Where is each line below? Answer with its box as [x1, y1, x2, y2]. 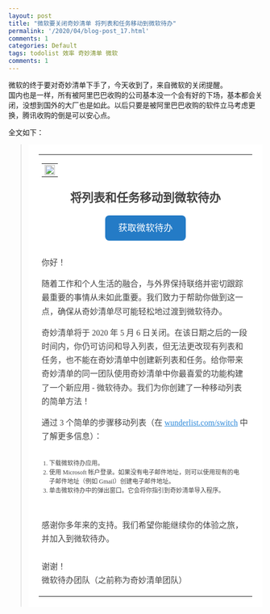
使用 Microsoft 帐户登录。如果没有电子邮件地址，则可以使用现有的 [48, 469, 234, 477]
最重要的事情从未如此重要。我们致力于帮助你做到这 [41, 292, 235, 303]
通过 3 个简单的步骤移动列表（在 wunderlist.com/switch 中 [41, 418, 248, 427]
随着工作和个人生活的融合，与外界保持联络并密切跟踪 [41, 280, 243, 289]
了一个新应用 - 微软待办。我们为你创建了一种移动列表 [41, 383, 243, 393]
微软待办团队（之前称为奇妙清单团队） [41, 575, 187, 585]
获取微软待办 [118, 223, 173, 234]
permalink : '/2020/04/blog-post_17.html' [8, 27, 150, 35]
